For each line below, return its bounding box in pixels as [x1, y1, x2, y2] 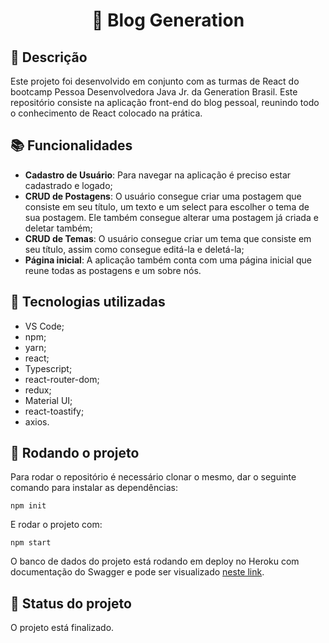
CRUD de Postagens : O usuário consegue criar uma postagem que [24, 190, 302, 202]
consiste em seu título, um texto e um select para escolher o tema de [24, 200, 310, 213]
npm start [10, 538, 52, 548]
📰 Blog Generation [91, 9, 245, 32]
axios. [24, 415, 50, 428]
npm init [10, 501, 47, 511]
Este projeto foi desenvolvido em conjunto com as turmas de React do [10, 75, 300, 87]
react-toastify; [24, 405, 85, 417]
